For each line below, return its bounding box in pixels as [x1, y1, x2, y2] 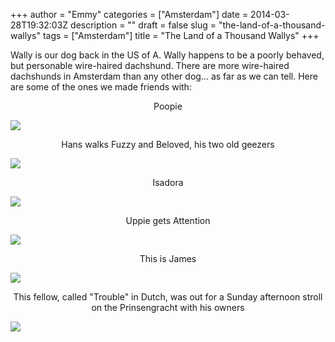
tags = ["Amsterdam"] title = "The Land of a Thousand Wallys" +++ [42, 30, 320, 41]
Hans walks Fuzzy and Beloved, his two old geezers [61, 139, 275, 150]
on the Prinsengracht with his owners [91, 302, 245, 313]
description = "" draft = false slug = [70, 19, 217, 31]
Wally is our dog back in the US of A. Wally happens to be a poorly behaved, [10, 49, 325, 61]
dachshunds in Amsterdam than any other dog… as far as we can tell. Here [10, 70, 318, 82]
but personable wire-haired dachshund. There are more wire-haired [10, 60, 290, 71]
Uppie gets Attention [125, 215, 211, 226]
